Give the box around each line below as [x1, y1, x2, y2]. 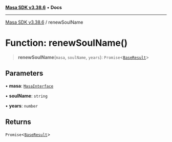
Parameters [5, 69, 44, 78]
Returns [5, 118, 32, 127]
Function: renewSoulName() [5, 37, 128, 49]
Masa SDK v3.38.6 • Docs [5, 5, 62, 10]
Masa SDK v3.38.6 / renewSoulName [5, 19, 83, 25]
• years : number [5, 102, 38, 109]
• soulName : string [5, 93, 48, 99]
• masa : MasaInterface [5, 82, 54, 89]
